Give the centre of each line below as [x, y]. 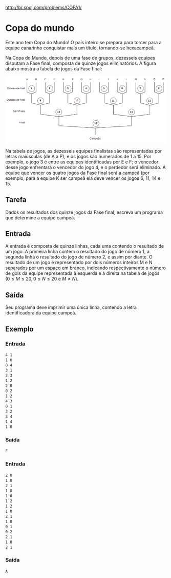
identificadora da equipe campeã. [41, 313]
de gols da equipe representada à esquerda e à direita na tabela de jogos [82, 273]
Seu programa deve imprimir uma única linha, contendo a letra [71, 307]
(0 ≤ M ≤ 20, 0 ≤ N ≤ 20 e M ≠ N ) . [42, 279]
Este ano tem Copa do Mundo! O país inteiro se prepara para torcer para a [84, 42]
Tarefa [16, 200]
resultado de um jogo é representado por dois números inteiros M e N [79, 263]
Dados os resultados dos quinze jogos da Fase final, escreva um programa [84, 212]
